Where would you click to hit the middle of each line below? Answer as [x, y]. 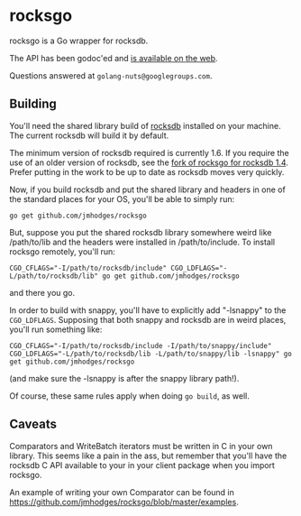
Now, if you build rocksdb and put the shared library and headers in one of [147, 189]
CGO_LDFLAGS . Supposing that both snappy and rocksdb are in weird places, [148, 319]
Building [33, 104]
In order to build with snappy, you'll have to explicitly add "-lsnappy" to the [148, 310]
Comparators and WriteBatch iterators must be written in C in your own [141, 446]
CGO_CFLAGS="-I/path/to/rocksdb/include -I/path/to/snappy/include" [141, 346]
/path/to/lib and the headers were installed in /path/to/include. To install [142, 242]
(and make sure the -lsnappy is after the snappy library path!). [124, 378]
